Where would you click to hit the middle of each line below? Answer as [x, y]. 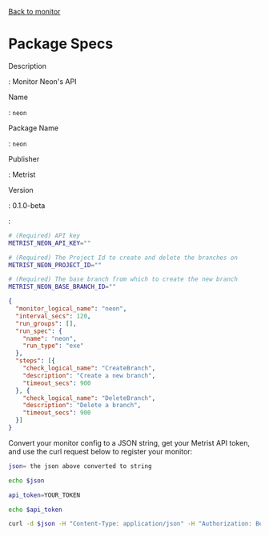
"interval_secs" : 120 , [53, 316]
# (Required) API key [44, 235]
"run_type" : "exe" [53, 346]
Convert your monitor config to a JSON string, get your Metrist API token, [129, 442]
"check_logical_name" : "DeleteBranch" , [89, 398]
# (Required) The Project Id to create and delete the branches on [123, 258]
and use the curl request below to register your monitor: [100, 451]
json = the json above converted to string [80, 466]
